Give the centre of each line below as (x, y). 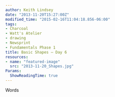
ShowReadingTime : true (34, 76)
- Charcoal (17, 29)
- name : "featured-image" (33, 62)
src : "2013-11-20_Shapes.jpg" (42, 66)
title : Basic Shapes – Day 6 (36, 52)
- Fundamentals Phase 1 (31, 47)
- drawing (16, 38)
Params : (13, 71)
